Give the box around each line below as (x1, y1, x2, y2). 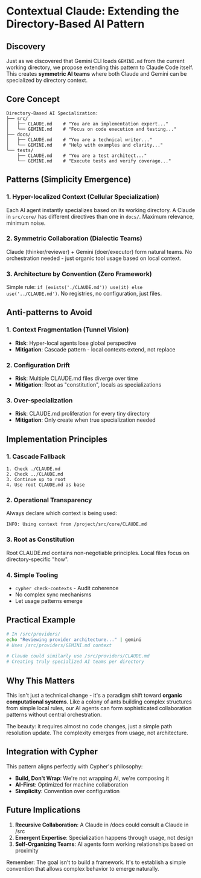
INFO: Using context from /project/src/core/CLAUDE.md (6, 521, 147, 528)
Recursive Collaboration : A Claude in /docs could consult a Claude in (14, 821, 189, 828)
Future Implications (6, 805, 81, 816)
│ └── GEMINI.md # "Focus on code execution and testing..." (6, 126, 177, 132)
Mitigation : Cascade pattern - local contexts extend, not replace (14, 345, 176, 353)
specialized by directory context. (6, 77, 88, 84)
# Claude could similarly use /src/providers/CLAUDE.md (6, 653, 150, 659)
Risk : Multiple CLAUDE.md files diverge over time (14, 374, 138, 382)
